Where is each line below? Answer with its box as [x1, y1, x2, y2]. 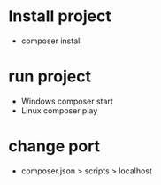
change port [8, 136, 101, 157]
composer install [20, 35, 82, 46]
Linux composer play [20, 104, 98, 116]
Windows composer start [20, 96, 114, 106]
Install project [8, 6, 111, 27]
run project [8, 66, 92, 87]
